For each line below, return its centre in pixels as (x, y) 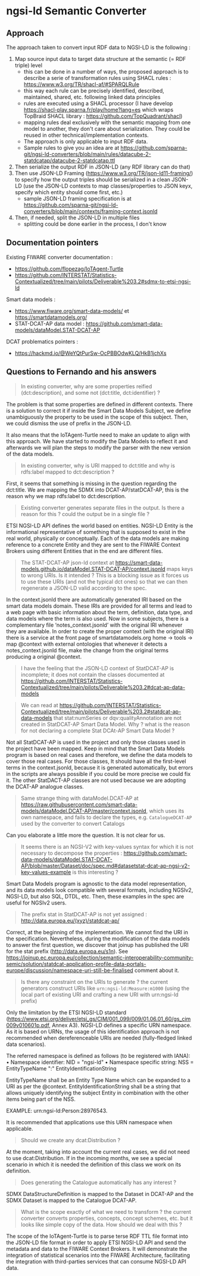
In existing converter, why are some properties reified (86, 386)
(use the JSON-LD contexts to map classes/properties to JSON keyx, (108, 186)
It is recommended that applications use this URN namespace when (89, 1122)
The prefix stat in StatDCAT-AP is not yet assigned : (84, 914)
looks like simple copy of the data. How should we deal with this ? (101, 1224)
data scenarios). (26, 1044)
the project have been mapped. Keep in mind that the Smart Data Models (96, 749)
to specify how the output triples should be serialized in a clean (93, 180)
